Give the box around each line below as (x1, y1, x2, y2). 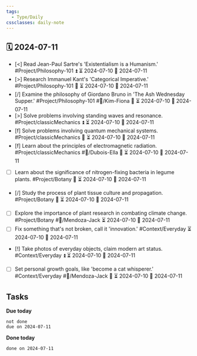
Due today (6, 307, 32, 315)
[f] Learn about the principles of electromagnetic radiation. (14, 142, 157, 149)
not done (6, 319, 28, 325)
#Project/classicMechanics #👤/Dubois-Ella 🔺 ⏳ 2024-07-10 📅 (14, 149, 163, 156)
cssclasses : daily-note (6, 19, 65, 25)
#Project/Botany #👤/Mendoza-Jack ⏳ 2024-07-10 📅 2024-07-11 (14, 217, 171, 224)
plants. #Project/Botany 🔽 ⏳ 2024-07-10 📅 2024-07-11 (14, 176, 146, 183)
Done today (6, 334, 35, 341)
